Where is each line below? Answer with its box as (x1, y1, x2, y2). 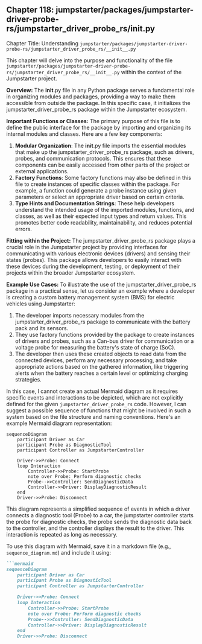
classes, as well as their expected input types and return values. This (14, 212, 187, 220)
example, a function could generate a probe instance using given (14, 187, 177, 194)
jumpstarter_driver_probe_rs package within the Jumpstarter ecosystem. (6, 106, 188, 113)
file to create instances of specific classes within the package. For (14, 180, 180, 188)
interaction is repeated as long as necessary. (6, 531, 118, 538)
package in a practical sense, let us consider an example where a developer (6, 287, 195, 295)
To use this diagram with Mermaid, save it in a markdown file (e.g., (6, 543, 171, 550)
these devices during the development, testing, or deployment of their (6, 263, 180, 270)
